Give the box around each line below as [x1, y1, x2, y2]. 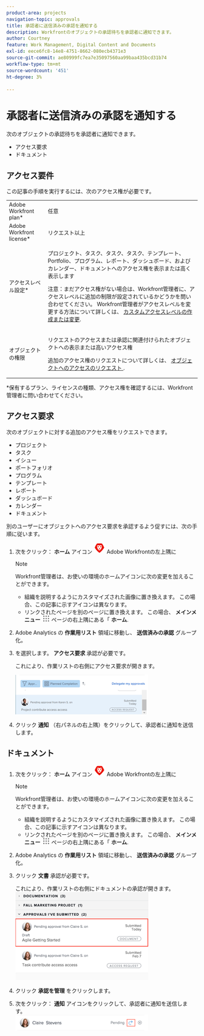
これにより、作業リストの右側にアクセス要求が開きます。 [15, 662, 158, 670]
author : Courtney [6, 35, 50, 42]
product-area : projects [6, 10, 67, 16]
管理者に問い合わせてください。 [6, 392, 86, 399]
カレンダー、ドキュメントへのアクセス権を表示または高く [47, 265, 191, 272]
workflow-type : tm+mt [6, 61, 61, 67]
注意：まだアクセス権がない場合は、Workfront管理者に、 [47, 286, 190, 293]
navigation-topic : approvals [6, 16, 80, 22]
